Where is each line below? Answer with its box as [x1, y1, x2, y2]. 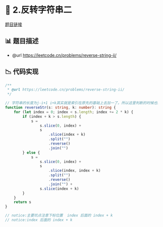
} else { [22, 150, 40, 155]
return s [14, 200, 32, 205]
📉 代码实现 [5, 67, 39, 76]
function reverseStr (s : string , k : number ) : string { [5, 105, 116, 110]
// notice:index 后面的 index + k [5, 218, 73, 223]
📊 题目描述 [5, 37, 39, 45]
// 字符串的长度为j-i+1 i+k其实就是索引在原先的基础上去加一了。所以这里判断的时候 [5, 100, 154, 106]
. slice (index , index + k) [48, 168, 101, 173]
